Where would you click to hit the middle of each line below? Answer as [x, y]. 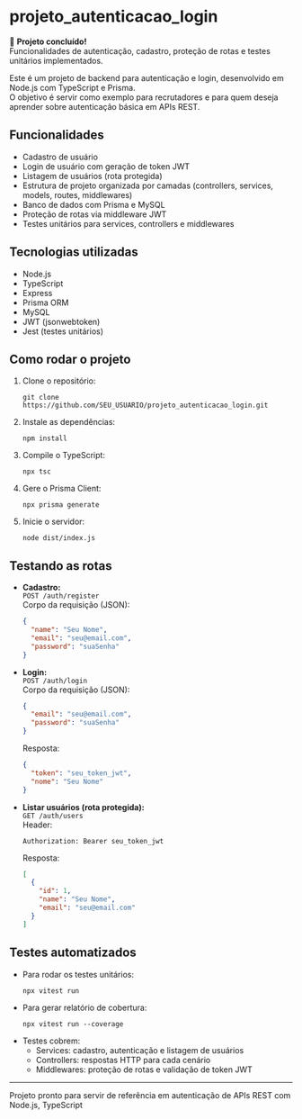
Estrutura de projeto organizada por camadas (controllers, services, [148, 185]
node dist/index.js [59, 538]
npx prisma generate [61, 505]
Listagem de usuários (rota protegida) [93, 176]
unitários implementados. [56, 60]
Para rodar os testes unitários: [78, 974]
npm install [44, 438]
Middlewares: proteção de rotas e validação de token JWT [144, 1069]
